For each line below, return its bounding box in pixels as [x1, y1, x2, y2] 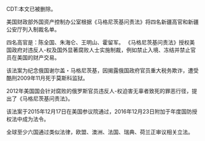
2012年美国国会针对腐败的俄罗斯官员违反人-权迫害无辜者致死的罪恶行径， [6, 88, 192, 94]
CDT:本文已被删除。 [6, 5, 57, 12]
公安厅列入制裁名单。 [6, 26, 60, 33]
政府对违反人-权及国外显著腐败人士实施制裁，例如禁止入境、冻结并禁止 [11, 46, 191, 53]
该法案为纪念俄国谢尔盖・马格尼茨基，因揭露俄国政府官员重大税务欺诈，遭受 [6, 67, 199, 74]
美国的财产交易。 [16, 54, 60, 61]
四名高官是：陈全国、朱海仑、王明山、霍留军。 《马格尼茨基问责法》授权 [6, 39, 190, 46]
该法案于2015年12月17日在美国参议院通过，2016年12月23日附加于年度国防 [6, 108, 192, 115]
